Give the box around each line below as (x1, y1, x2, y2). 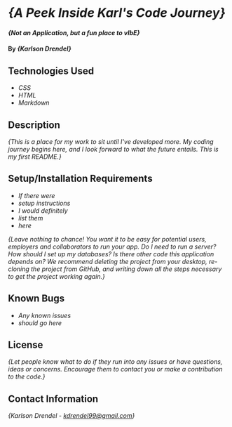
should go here (18, 318, 62, 327)
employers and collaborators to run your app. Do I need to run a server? (8, 242, 217, 251)
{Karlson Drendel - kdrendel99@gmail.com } (8, 412, 135, 420)
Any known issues (18, 311, 71, 320)
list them (18, 213, 43, 222)
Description (8, 119, 60, 131)
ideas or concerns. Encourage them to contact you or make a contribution (8, 365, 223, 374)
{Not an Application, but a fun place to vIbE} (8, 28, 140, 37)
